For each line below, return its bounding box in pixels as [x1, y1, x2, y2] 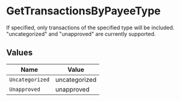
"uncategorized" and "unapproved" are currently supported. [6, 30, 156, 37]
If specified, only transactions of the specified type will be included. [6, 24, 175, 31]
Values [6, 48, 33, 58]
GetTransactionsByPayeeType [6, 4, 161, 18]
